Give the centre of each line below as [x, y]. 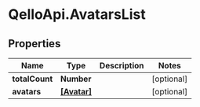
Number [76, 79]
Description [122, 66]
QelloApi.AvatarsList [77, 15]
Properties [35, 44]
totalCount [33, 79]
